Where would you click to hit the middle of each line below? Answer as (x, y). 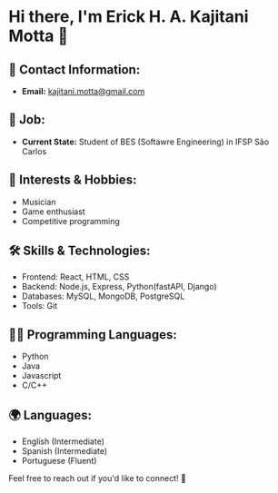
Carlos (34, 151)
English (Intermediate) (63, 441)
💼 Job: (27, 120)
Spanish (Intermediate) (65, 451)
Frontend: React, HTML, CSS (75, 277)
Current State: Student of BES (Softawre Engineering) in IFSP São (145, 142)
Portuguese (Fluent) (59, 461)
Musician (39, 202)
